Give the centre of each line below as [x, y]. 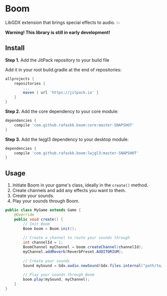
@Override [24, 214]
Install [15, 48]
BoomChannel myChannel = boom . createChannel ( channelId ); [83, 247]
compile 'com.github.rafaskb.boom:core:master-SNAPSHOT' [74, 125]
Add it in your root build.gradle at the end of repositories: [63, 70]
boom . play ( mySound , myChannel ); [57, 280]
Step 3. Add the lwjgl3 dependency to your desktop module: [67, 139]
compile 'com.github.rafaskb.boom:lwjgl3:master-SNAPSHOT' [77, 153]
